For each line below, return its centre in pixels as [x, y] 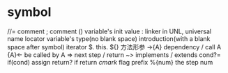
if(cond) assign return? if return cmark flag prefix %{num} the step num [110, 62]
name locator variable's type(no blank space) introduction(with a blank [109, 38]
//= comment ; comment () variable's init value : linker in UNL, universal [109, 31]
